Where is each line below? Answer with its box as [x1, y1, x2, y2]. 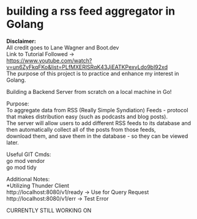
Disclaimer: [6, 37, 37, 45]
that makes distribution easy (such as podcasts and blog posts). [6, 113, 168, 120]
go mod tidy [6, 163, 37, 171]
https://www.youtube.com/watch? [6, 57, 92, 64]
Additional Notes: [6, 175, 50, 182]
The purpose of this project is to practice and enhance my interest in [6, 70, 179, 77]
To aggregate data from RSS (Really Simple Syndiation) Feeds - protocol [6, 106, 188, 113]
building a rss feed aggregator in [6, 4, 176, 18]
